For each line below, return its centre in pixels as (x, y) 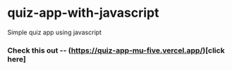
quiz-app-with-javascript (84, 13)
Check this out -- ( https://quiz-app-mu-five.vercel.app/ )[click (116, 50)
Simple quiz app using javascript (55, 32)
